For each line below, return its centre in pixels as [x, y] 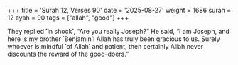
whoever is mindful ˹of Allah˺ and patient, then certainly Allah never [106, 46]
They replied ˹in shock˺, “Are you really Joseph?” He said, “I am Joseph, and [118, 31]
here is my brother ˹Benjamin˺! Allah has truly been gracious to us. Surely [114, 39]
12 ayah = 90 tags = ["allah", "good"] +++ [68, 18]
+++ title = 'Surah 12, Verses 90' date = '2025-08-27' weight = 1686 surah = [119, 10]
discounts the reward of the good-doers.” [68, 54]
